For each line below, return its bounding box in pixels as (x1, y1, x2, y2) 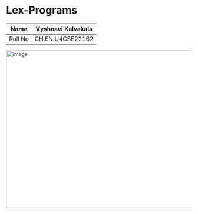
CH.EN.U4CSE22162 (34, 35, 94, 43)
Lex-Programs (6, 4, 78, 17)
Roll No (9, 35, 29, 43)
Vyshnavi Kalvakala (35, 25, 93, 33)
